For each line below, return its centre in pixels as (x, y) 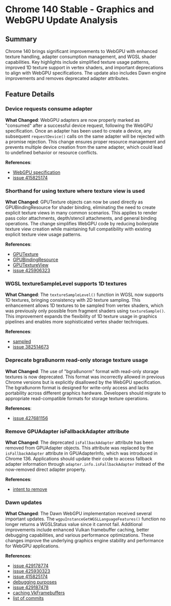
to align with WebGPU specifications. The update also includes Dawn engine (86, 73)
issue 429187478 (31, 588)
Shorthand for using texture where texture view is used (75, 191)
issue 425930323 (31, 571)
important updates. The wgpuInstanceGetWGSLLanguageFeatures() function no (86, 519)
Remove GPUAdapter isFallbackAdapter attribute (67, 431)
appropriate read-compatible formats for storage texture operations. (77, 398)
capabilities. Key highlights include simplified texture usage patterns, (78, 62)
